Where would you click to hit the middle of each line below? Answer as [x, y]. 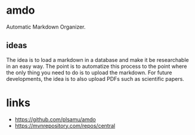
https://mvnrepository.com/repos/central [65, 125]
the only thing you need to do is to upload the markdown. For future [89, 73]
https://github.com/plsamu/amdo [55, 119]
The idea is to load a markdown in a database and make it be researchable [97, 59]
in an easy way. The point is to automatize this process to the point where [97, 66]
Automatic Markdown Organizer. [46, 27]
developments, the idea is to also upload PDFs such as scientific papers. [95, 79]
